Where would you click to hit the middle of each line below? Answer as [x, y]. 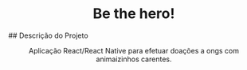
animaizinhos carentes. [134, 59]
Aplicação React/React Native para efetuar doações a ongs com [134, 50]
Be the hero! [134, 14]
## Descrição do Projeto [49, 35]
